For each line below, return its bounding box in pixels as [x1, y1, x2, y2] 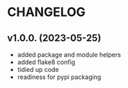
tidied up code [17, 66, 59, 73]
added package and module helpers [17, 50, 122, 59]
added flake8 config [17, 58, 75, 66]
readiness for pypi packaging [17, 73, 102, 81]
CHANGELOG [7, 4, 86, 20]
